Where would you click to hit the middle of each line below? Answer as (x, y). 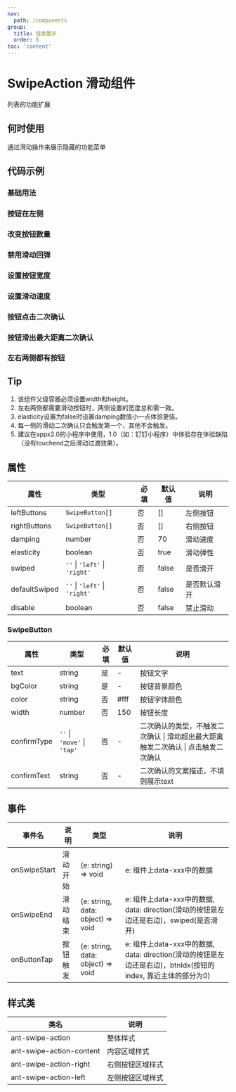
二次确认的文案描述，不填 (182, 771)
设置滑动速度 (29, 296)
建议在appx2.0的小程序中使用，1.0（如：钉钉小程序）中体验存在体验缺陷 (123, 434)
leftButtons (29, 513)
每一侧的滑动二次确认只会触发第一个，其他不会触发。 (94, 426)
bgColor (24, 686)
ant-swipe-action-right (51, 1064)
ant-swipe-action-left (48, 1077)
